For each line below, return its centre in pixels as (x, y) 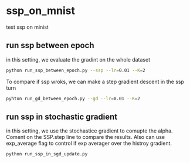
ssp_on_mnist (40, 11)
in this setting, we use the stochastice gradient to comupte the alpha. (89, 131)
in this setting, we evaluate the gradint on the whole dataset (78, 59)
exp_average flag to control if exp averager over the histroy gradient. (89, 143)
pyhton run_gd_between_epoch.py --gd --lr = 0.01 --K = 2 (73, 99)
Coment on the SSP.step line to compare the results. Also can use (86, 137)
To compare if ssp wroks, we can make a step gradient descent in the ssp (95, 81)
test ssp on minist (27, 27)
